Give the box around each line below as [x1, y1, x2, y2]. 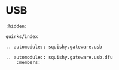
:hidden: [5, 23, 28, 29]
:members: [16, 59, 41, 65]
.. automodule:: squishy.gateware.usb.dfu [5, 54, 113, 60]
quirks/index [5, 33, 38, 39]
